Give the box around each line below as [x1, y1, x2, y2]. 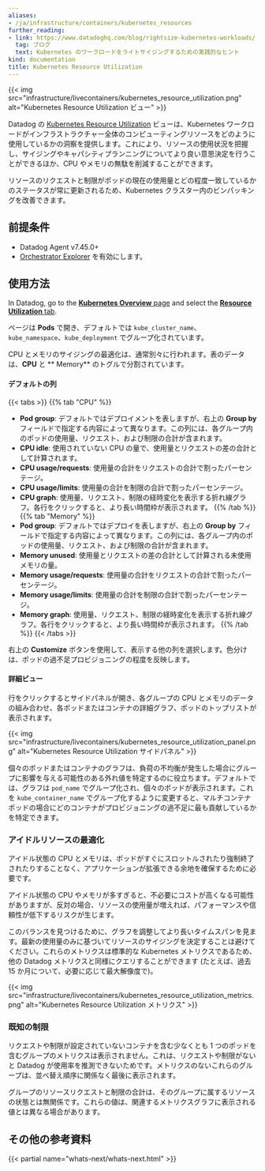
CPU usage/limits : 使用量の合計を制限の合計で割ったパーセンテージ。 [19, 483, 248, 492]
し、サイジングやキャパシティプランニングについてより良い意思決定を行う [8, 149, 250, 158]
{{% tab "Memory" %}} [19, 511, 95, 521]
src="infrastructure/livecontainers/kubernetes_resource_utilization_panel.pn [8, 736, 256, 747]
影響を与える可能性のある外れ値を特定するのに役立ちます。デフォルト [21, 773, 250, 782]
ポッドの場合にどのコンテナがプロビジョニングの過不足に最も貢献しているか [8, 803, 257, 812]
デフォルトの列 [8, 378, 57, 388]
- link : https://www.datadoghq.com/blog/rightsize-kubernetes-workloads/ [8, 33, 256, 42]
